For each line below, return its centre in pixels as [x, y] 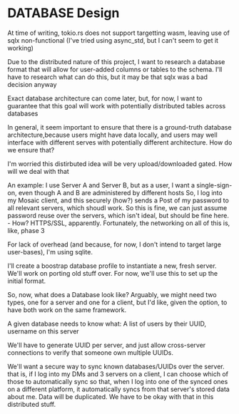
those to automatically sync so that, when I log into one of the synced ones [118, 381]
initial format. [27, 281]
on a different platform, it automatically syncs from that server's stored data [118, 389]
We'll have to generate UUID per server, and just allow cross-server [107, 345]
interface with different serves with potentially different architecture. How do [120, 142]
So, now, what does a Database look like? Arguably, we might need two [112, 294]
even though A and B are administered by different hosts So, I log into [120, 192]
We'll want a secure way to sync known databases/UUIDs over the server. [116, 366]
